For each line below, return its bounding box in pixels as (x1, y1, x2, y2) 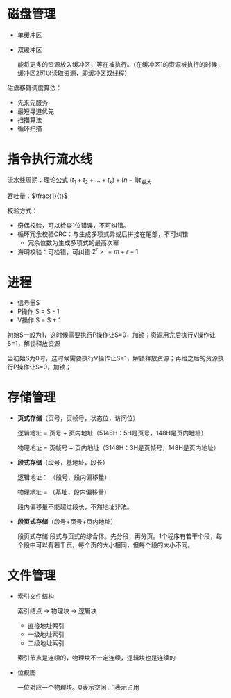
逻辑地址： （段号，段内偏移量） (17, 473, 111, 481)
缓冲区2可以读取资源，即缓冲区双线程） (17, 69, 131, 77)
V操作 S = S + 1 (17, 316, 61, 324)
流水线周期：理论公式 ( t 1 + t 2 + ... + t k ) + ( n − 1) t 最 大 (7, 175, 151, 185)
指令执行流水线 (7, 151, 93, 167)
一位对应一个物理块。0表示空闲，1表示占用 (17, 683, 140, 692)
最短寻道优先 (17, 107, 54, 115)
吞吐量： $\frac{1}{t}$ (7, 192, 68, 200)
